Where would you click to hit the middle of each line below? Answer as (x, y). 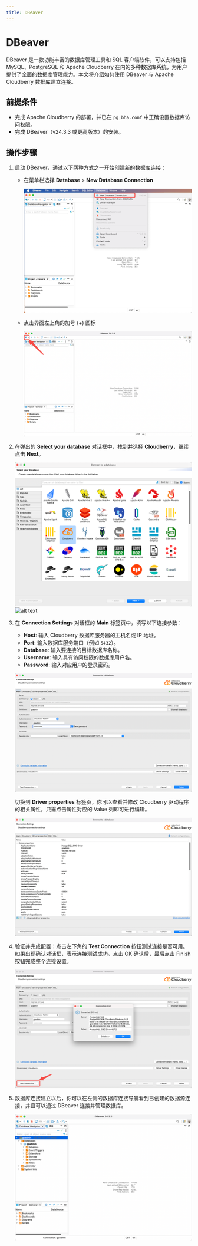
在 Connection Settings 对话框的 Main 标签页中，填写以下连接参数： (98, 623)
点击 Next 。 (29, 454)
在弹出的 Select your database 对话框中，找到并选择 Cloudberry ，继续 (102, 447)
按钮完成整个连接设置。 (43, 961)
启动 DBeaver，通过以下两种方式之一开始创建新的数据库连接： (90, 167)
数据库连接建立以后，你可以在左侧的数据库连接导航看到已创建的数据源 (100, 1098)
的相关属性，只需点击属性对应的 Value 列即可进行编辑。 (82, 809)
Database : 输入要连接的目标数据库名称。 (73, 650)
